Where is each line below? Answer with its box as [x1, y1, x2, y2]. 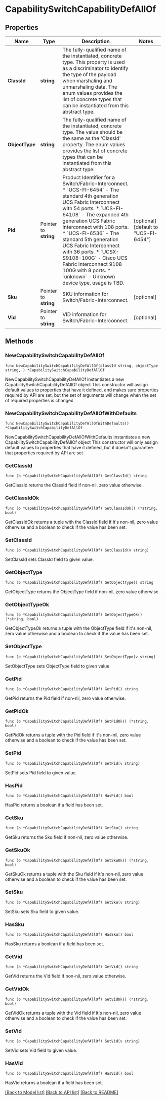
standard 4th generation [62, 192, 119, 199]
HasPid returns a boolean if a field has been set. [5, 802, 103, 808]
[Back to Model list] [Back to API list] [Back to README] [5, 1090, 119, 1096]
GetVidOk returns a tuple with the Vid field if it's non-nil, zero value [5, 1010, 142, 1016]
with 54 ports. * [62, 205, 100, 212]
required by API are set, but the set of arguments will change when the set [5, 392, 157, 398]
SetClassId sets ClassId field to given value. [5, 556, 94, 562]
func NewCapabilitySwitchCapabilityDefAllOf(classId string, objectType [5, 363, 158, 368]
